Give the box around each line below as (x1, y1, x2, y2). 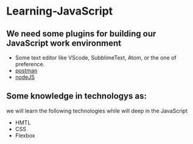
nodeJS (15, 74, 35, 80)
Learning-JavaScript (6, 4, 113, 18)
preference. (15, 61, 45, 67)
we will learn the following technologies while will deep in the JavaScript (6, 107, 188, 114)
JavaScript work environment (6, 38, 122, 48)
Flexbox (15, 132, 35, 139)
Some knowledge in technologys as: (6, 91, 147, 101)
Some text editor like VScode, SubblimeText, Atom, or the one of (15, 54, 177, 61)
